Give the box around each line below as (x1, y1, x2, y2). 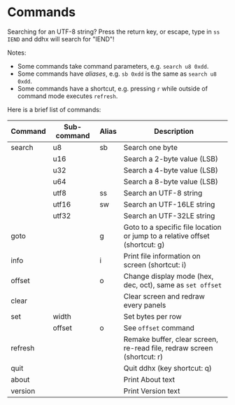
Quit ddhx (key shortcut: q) (123, 363, 212, 373)
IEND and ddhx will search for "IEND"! (7, 34, 115, 43)
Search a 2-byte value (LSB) (123, 153, 219, 163)
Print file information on (123, 251, 201, 261)
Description (153, 126, 194, 136)
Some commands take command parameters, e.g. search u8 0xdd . (17, 62, 209, 70)
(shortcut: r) (123, 352, 163, 362)
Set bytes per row (123, 311, 182, 321)
